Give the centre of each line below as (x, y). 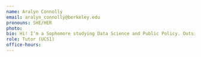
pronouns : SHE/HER (29, 23)
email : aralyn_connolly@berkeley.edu (53, 17)
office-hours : (24, 45)
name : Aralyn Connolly (34, 12)
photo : (14, 28)
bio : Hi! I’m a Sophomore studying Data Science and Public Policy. (93, 34)
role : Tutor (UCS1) (31, 39)
